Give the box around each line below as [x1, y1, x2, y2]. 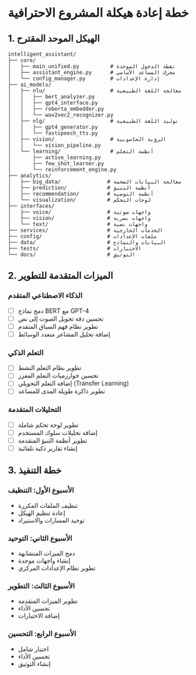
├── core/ [8, 57, 37, 64]
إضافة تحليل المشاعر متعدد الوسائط [17, 330, 110, 338]
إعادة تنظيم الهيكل [17, 509, 66, 517]
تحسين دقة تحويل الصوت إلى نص [17, 314, 104, 323]
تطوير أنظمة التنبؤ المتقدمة [17, 436, 87, 445]
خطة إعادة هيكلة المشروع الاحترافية [8, 5, 189, 21]
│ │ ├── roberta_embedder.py [8, 105, 105, 112]
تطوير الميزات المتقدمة [17, 597, 78, 605]
